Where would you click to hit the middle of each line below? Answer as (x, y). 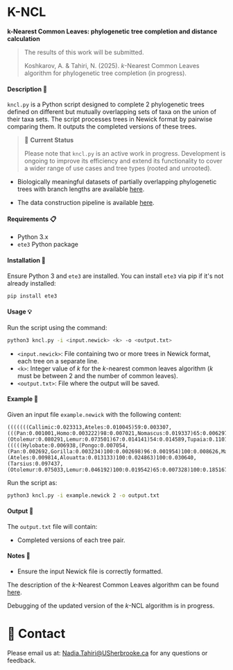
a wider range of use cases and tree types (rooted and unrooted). (118, 168)
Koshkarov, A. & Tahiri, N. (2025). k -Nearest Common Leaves (112, 65)
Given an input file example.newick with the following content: (94, 414)
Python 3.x (33, 237)
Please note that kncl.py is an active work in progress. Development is (125, 154)
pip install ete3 (32, 296)
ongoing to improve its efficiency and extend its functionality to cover (123, 161)
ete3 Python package (48, 245)
